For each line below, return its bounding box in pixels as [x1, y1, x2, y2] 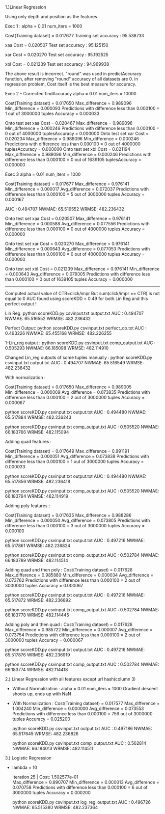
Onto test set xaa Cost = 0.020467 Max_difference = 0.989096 [5, 120, 133, 126]
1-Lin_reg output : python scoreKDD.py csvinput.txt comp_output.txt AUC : [5, 340, 156, 346]
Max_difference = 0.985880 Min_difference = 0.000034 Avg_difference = [5, 572, 154, 578]
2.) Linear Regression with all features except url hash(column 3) [5, 676, 136, 682]
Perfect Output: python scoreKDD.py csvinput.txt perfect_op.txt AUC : [5, 325, 147, 331]
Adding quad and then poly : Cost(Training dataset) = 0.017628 [5, 567, 133, 572]
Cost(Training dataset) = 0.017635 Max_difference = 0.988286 [5, 513, 132, 518]
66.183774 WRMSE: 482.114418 [5, 667, 68, 672]
